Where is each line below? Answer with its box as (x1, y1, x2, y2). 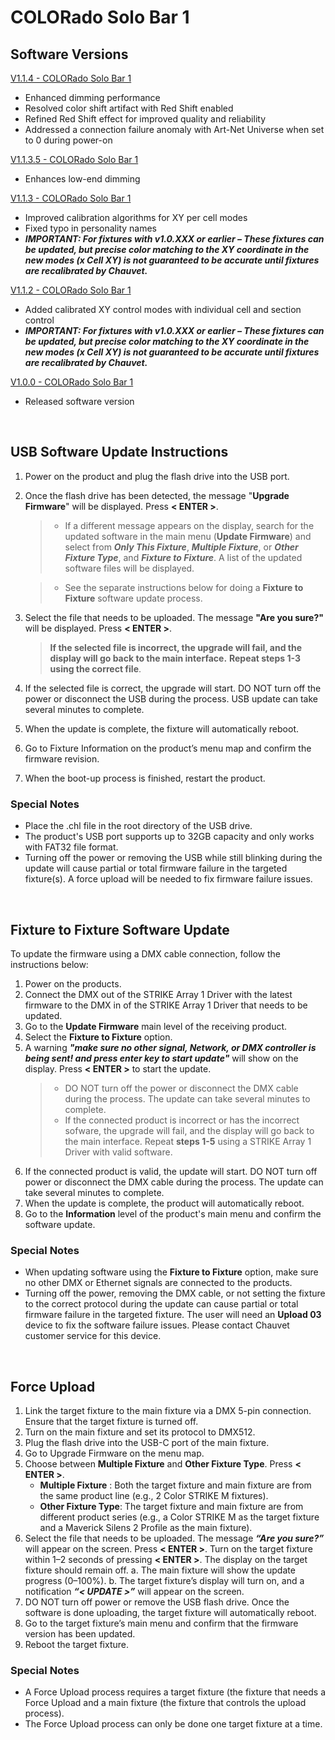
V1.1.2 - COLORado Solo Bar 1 (10, 284, 132, 296)
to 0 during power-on (24, 134, 113, 146)
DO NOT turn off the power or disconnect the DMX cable (64, 1082, 299, 1094)
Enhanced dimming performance (24, 92, 161, 103)
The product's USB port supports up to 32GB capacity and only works (24, 831, 315, 843)
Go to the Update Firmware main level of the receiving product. (24, 1020, 288, 1032)
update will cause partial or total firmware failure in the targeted (24, 862, 288, 875)
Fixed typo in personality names (24, 222, 157, 234)
